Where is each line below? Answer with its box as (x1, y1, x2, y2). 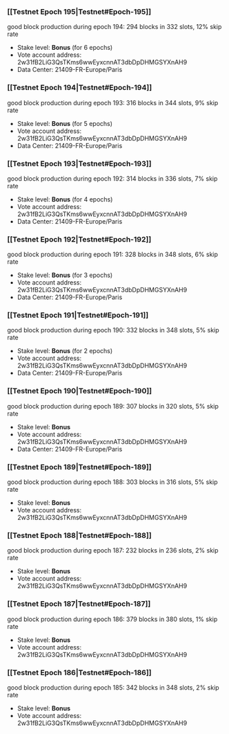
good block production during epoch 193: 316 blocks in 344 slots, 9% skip (7, 98, 219, 107)
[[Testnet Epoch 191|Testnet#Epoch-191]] (7, 310, 149, 320)
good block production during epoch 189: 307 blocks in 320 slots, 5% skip (7, 402, 219, 410)
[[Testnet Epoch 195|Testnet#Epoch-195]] (7, 7, 152, 17)
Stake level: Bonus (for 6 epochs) (17, 44, 113, 52)
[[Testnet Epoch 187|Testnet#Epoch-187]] (7, 599, 151, 609)
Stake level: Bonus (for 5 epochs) (17, 119, 112, 127)
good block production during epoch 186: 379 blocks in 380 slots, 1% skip (7, 615, 218, 623)
